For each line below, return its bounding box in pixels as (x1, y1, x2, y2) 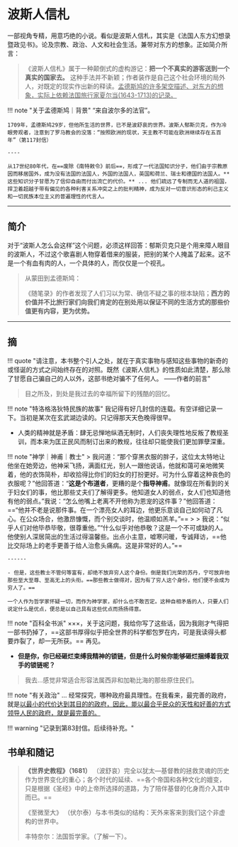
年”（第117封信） (7, 136, 52, 144)
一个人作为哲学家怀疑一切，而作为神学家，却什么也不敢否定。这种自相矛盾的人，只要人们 (7, 598, 229, 605)
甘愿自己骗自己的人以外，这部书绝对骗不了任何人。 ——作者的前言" (13, 374, 211, 382)
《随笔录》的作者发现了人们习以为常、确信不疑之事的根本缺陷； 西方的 (24, 288, 230, 297)
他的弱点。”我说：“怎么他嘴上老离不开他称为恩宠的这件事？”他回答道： (13, 497, 217, 505)
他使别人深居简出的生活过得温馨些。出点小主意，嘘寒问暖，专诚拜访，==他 (7, 532, 227, 541)
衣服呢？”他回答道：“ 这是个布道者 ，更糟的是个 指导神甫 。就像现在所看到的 (7, 479, 225, 487)
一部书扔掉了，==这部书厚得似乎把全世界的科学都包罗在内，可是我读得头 (7, 627, 221, 636)
